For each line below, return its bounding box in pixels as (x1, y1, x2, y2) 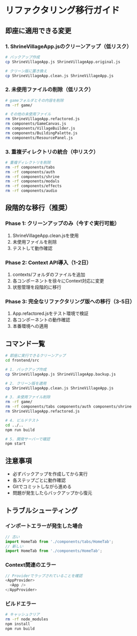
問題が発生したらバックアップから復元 (12, 490, 92, 496)
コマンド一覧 (5, 339, 45, 348)
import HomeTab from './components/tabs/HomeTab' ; (5, 539, 114, 544)
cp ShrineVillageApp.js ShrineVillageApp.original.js (5, 59, 121, 64)
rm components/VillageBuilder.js (5, 126, 76, 131)
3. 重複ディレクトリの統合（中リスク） (5, 148, 99, 155)
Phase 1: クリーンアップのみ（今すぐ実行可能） (5, 220, 120, 227)
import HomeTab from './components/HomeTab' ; (5, 548, 102, 553)
